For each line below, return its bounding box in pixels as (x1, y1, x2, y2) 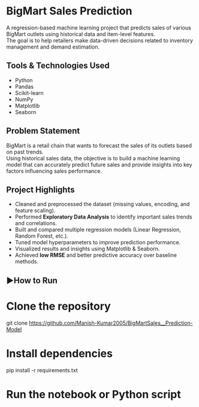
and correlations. (14, 220, 57, 227)
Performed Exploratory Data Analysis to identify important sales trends (14, 213, 193, 220)
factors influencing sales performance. (6, 167, 102, 175)
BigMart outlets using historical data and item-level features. (6, 30, 156, 37)
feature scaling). (14, 207, 56, 214)
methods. (14, 258, 39, 265)
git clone (6, 319, 28, 327)
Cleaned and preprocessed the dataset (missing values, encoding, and (14, 200, 190, 208)
